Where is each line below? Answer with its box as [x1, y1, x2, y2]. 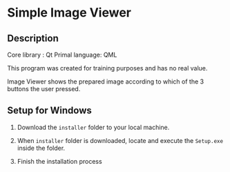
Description [7, 32, 59, 44]
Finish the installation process [17, 157, 102, 165]
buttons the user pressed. [7, 85, 81, 93]
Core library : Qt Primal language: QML [7, 50, 117, 59]
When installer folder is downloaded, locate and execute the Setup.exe [17, 136, 223, 144]
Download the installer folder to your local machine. [17, 123, 170, 131]
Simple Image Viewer [7, 5, 131, 21]
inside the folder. [17, 144, 66, 152]
